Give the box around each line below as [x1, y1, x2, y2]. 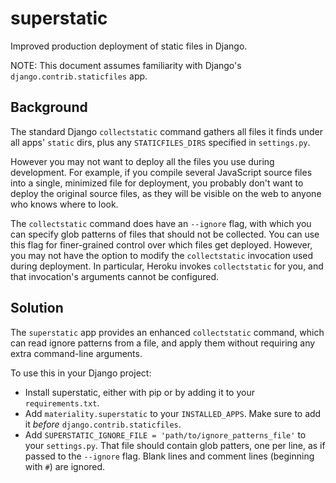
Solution [10, 300, 64, 317]
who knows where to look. [10, 198, 119, 210]
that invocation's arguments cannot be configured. [10, 270, 220, 282]
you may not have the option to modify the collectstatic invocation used [10, 249, 314, 261]
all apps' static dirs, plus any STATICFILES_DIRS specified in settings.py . [10, 136, 311, 148]
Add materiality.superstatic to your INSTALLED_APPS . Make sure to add [24, 407, 322, 419]
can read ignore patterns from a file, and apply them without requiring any [10, 337, 316, 349]
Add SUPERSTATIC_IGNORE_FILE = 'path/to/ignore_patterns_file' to [24, 428, 307, 441]
